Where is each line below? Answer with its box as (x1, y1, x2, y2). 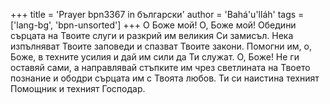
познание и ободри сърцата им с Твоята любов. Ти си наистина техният (10, 72, 320, 84)
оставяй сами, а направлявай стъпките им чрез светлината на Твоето (10, 62, 311, 73)
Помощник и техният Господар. (10, 83, 146, 94)
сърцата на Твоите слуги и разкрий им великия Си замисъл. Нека (10, 30, 294, 41)
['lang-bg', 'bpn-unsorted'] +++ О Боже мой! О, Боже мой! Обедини (10, 19, 297, 31)
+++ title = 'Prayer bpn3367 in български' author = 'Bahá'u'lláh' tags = (10, 9, 305, 20)
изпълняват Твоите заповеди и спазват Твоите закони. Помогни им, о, (10, 40, 313, 52)
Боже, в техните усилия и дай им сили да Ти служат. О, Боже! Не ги (10, 51, 300, 63)
